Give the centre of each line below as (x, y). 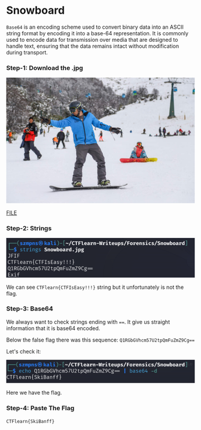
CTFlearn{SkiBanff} (31, 421)
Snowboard (36, 10)
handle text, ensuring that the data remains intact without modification (93, 46)
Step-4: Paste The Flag (40, 408)
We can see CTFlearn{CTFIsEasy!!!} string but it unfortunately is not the (95, 287)
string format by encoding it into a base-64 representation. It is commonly (97, 33)
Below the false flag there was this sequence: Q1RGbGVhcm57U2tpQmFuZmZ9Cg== (100, 340)
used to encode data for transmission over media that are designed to (92, 39)
